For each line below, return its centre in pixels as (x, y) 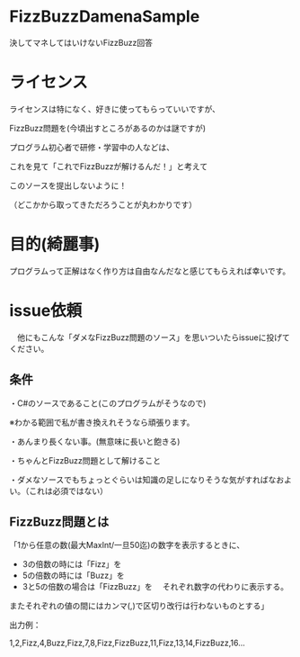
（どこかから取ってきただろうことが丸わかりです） (103, 204)
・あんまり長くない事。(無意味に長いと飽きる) (95, 441)
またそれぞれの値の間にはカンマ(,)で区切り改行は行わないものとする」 (139, 606)
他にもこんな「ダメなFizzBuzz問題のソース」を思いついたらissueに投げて (153, 337)
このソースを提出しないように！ (68, 185)
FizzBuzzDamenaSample (105, 17)
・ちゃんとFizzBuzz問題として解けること (85, 460)
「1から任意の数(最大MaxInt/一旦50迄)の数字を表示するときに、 (127, 545)
